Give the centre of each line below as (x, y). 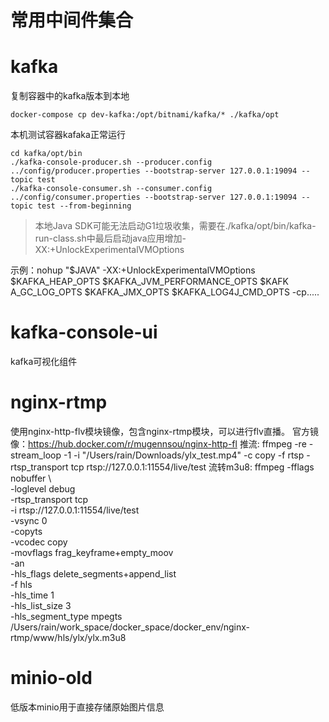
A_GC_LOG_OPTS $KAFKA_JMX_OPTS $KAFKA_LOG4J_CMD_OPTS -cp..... (165, 292)
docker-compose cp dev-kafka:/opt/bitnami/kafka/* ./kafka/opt (145, 115)
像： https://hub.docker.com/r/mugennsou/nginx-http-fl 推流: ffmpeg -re (158, 444)
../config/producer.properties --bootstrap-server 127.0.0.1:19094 (154, 171)
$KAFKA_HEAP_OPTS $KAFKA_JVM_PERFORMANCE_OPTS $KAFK (149, 282)
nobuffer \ (31, 478)
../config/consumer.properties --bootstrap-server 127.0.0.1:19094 (154, 197)
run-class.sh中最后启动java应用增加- (110, 238)
